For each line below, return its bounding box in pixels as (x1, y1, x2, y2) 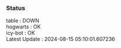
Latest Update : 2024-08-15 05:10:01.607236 (6, 36, 116, 43)
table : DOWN (6, 17, 39, 24)
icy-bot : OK (6, 29, 35, 36)
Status (6, 4, 25, 12)
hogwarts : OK (6, 23, 41, 30)
